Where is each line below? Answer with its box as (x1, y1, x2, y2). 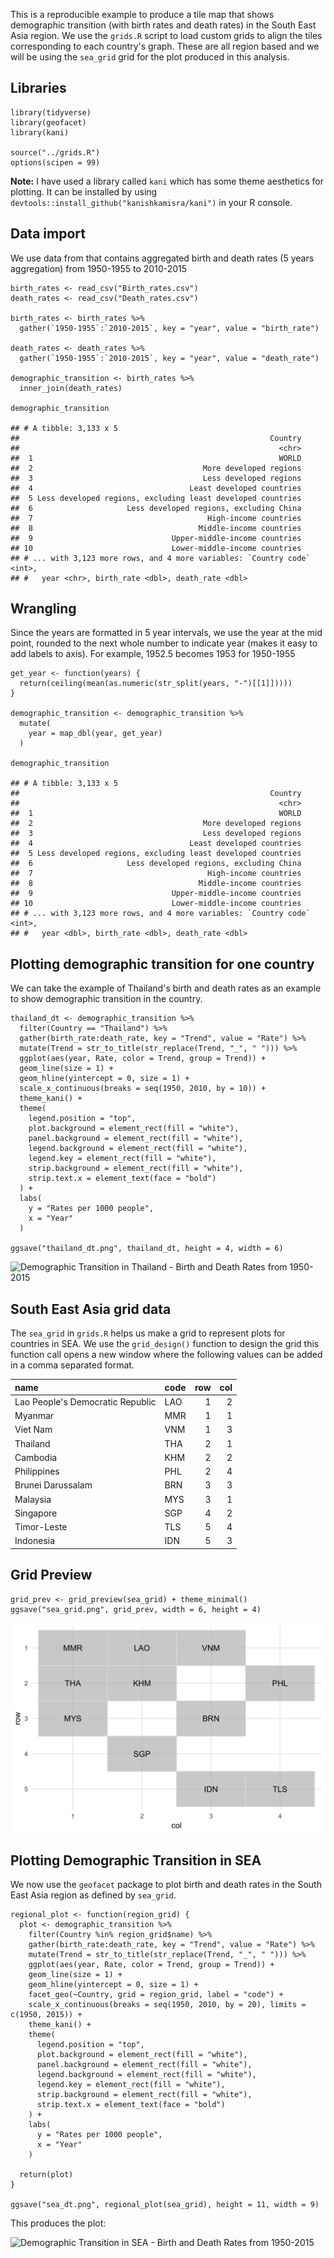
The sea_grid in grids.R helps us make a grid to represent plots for (10, 1327, 286, 1339)
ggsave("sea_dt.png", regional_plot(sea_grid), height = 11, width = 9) (10, 2200, 320, 2210)
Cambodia (14, 1451, 58, 1463)
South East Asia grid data (10, 1300, 172, 1318)
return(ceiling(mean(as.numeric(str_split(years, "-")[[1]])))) (19, 679, 293, 689)
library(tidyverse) (10, 107, 92, 118)
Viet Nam (14, 1424, 53, 1436)
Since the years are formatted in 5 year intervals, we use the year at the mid (10, 627, 323, 639)
